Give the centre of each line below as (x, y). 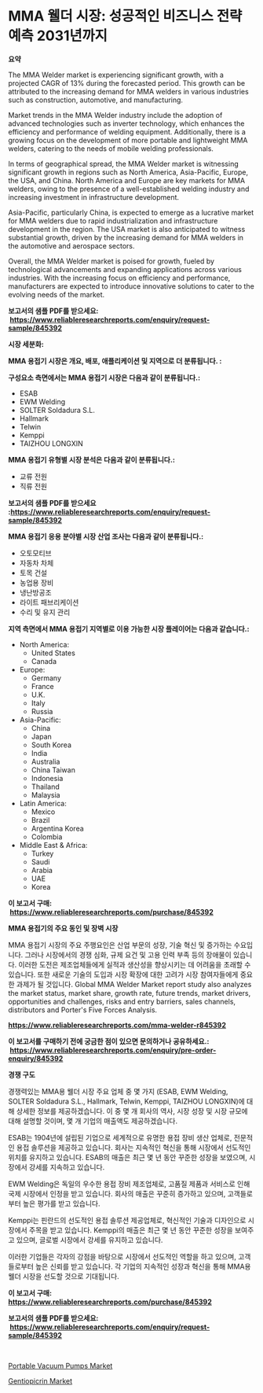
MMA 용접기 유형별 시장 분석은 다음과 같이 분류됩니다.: (91, 459)
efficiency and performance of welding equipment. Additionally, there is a (127, 131)
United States (53, 653)
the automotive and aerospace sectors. (71, 245)
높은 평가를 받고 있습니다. (61, 1203)
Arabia (42, 870)
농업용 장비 (37, 582)
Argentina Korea (57, 828)
